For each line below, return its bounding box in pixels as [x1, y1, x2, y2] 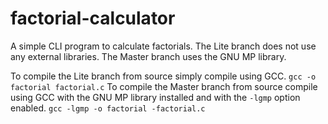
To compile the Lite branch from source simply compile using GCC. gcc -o [10, 70, 317, 82]
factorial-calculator [10, 7, 176, 30]
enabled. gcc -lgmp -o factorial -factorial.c [10, 102, 206, 114]
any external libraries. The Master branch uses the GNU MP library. [10, 50, 287, 62]
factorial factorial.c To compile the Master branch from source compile [10, 80, 318, 92]
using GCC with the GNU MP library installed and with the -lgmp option [10, 91, 301, 103]
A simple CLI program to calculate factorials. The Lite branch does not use [10, 40, 317, 52]
